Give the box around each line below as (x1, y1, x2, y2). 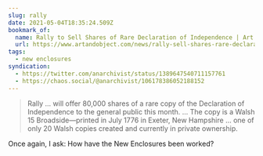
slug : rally (8, 11, 47, 20)
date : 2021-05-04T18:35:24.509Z (8, 19, 113, 27)
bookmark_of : (8, 26, 51, 34)
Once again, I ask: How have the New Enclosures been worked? (8, 139, 214, 148)
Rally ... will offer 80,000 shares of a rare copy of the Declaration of (27, 99, 245, 108)
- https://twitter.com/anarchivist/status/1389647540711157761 (15, 70, 225, 78)
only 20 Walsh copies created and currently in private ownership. (27, 123, 238, 133)
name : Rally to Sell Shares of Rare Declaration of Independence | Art (15, 33, 254, 42)
